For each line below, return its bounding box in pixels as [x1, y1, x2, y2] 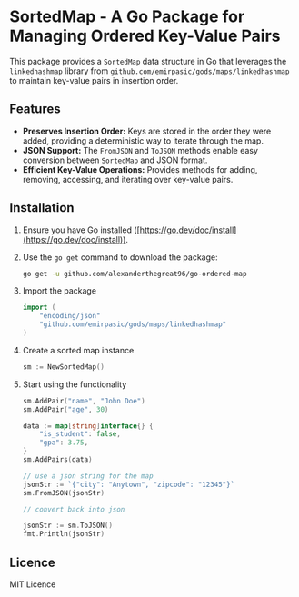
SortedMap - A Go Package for [9, 6, 245, 27]
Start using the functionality [22, 379, 127, 390]
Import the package [22, 285, 97, 296]
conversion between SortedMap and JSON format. [22, 154, 208, 165]
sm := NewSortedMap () [22, 362, 105, 372]
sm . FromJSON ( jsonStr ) [22, 488, 105, 497]
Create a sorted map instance [22, 344, 135, 355]
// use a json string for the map [22, 471, 154, 481]
